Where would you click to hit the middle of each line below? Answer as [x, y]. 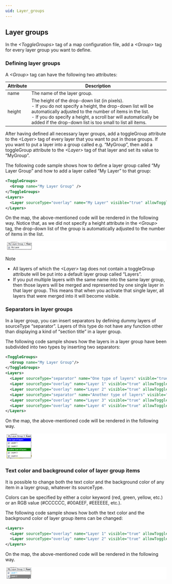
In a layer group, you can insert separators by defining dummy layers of [81, 320]
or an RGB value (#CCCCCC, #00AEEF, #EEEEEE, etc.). [63, 502]
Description [98, 86]
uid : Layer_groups [25, 11]
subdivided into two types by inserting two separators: [63, 347]
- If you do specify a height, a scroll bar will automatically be [95, 117]
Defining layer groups [33, 63]
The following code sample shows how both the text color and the [75, 513]
